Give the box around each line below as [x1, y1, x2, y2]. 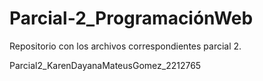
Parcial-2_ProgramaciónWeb [9, 7, 254, 30]
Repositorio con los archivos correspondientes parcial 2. [9, 40, 242, 52]
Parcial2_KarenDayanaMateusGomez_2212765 [9, 59, 202, 71]
